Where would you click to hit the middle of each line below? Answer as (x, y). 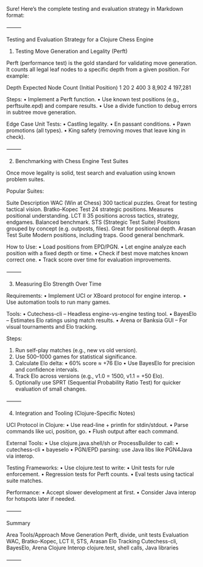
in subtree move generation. (42, 112)
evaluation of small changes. (51, 389)
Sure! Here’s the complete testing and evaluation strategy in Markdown (95, 9)
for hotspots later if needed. (41, 499)
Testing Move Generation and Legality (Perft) (71, 51)
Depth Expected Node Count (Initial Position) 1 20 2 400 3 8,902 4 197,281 (99, 88)
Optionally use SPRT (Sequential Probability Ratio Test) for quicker (98, 382)
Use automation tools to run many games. (58, 302)
